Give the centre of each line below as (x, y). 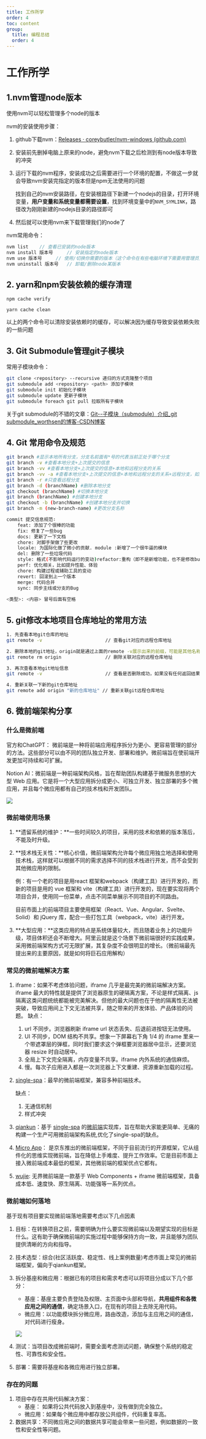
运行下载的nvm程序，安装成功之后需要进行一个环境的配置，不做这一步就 (106, 173)
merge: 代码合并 (36, 582)
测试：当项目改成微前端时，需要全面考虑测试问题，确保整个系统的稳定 (104, 1346)
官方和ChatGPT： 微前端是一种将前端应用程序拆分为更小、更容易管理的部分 (102, 745)
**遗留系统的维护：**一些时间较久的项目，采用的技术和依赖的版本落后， (106, 831)
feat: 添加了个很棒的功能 (46, 525)
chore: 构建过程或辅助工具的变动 (55, 571)
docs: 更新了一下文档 (42, 537)
